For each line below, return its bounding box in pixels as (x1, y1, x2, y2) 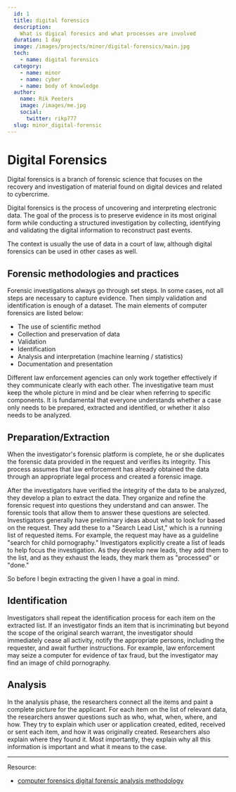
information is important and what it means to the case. (7, 742, 167, 750)
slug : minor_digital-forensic (13, 121, 102, 129)
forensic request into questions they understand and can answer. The (7, 501, 209, 510)
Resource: (7, 762, 37, 771)
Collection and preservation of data (17, 330, 121, 339)
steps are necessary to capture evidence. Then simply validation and (7, 294, 207, 303)
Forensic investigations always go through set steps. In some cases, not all (7, 287, 223, 295)
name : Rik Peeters (20, 96, 74, 103)
